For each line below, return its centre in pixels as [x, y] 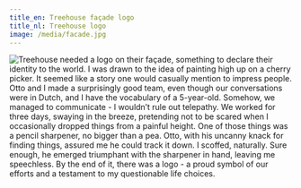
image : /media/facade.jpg [58, 34]
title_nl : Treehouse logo [58, 26]
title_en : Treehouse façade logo [72, 17]
